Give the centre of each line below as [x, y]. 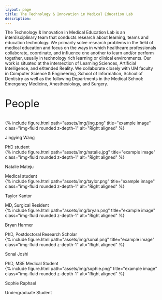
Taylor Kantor [19, 196]
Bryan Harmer [19, 225]
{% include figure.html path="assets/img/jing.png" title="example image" [78, 123]
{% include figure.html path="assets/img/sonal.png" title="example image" [80, 240]
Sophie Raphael [21, 283]
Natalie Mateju [19, 167]
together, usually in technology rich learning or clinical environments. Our [78, 58]
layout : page [18, 9]
